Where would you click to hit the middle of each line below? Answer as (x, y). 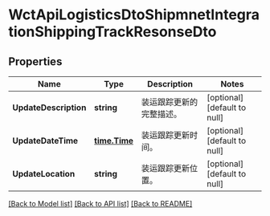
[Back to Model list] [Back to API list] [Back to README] (100, 204)
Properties (35, 61)
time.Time (114, 141)
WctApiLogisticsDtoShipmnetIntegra (134, 15)
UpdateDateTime (45, 141)
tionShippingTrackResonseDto (112, 32)
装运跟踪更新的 (170, 102)
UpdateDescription (49, 108)
